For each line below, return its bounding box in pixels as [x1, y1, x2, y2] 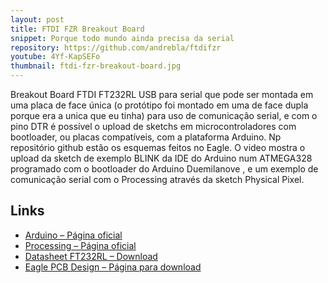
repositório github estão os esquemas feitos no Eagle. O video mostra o [10, 142, 306, 153]
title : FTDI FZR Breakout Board [10, 24, 145, 34]
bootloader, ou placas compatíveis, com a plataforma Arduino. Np [10, 131, 282, 143]
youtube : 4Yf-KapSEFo [10, 52, 101, 62]
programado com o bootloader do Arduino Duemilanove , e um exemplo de [10, 163, 319, 175]
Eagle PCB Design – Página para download [24, 261, 202, 273]
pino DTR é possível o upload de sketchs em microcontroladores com [10, 121, 297, 132]
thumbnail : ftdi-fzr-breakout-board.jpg [10, 61, 182, 71]
